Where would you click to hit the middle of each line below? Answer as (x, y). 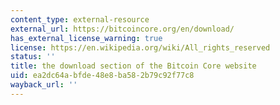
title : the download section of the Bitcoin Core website (133, 66)
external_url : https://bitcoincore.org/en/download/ (122, 29)
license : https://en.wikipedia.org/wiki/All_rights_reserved (140, 47)
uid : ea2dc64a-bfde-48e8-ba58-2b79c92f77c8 (102, 76)
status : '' (33, 57)
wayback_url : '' (44, 85)
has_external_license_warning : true (86, 38)
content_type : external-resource (80, 19)
